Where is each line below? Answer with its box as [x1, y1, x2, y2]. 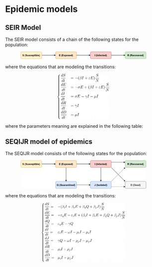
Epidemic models [5, 3, 78, 15]
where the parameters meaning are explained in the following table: [5, 123, 143, 129]
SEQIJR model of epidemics [5, 138, 93, 146]
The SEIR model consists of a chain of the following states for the [5, 36, 139, 42]
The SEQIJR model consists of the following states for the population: [5, 151, 148, 157]
